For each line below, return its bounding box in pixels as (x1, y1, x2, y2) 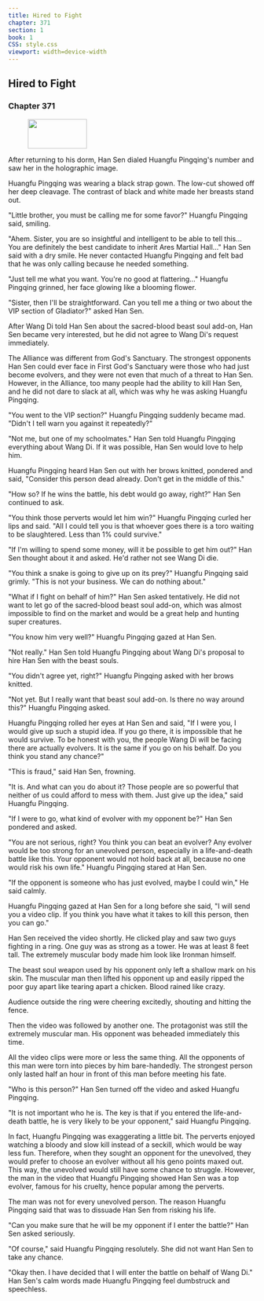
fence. (8, 1005, 29, 1014)
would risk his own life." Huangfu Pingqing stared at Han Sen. (8, 862, 207, 872)
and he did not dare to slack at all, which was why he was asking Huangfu (8, 387, 247, 396)
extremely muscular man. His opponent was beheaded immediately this (8, 1028, 240, 1038)
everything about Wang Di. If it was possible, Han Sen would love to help (8, 442, 244, 452)
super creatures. (8, 617, 62, 626)
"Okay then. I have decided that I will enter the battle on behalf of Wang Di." (8, 1267, 253, 1277)
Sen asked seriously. (8, 1229, 75, 1238)
